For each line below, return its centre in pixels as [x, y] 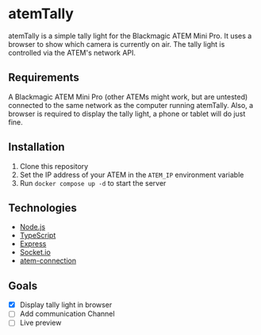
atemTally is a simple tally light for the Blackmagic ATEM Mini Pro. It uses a [130, 36]
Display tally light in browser [66, 305]
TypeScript [38, 236]
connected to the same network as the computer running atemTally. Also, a [131, 105]
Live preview [40, 323]
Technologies [43, 208]
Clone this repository [54, 166]
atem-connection [48, 261]
